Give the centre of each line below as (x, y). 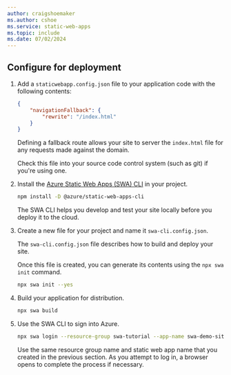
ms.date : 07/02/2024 (37, 39)
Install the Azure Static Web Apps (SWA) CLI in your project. (102, 184)
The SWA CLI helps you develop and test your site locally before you (114, 210)
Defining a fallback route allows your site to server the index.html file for (120, 143)
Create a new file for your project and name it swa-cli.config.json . (113, 231)
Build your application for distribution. (70, 298)
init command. (39, 272)
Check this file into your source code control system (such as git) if (112, 164)
